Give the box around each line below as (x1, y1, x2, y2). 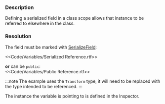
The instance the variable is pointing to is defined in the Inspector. (5, 93, 140, 99)
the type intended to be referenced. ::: (5, 83, 82, 89)
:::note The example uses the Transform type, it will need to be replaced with (5, 78, 161, 84)
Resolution (5, 33, 32, 40)
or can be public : (5, 63, 41, 69)
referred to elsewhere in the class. (5, 20, 75, 26)
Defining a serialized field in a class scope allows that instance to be (5, 15, 144, 21)
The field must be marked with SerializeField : (5, 44, 97, 50)
